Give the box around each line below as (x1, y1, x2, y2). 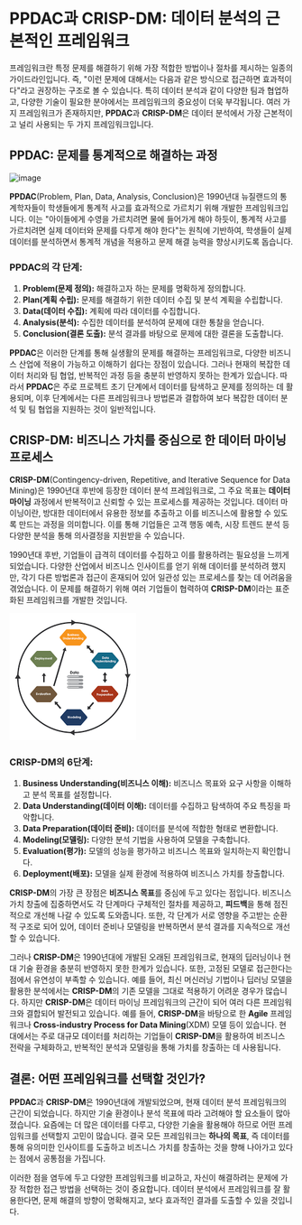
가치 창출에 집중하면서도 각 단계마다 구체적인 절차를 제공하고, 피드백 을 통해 (9, 899, 272, 910)
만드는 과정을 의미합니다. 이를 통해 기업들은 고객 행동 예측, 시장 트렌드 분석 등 (18, 518, 290, 529)
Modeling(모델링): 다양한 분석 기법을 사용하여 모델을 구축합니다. (22, 834, 251, 845)
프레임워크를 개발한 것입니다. (25, 594, 128, 605)
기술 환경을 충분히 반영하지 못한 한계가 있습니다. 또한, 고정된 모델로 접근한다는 (18, 963, 293, 974)
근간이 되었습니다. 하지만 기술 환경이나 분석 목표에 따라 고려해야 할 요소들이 (9, 1108, 274, 1118)
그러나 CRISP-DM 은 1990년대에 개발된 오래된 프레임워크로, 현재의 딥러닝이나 (9, 951, 282, 962)
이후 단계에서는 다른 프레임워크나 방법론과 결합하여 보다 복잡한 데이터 (35, 393, 279, 404)
